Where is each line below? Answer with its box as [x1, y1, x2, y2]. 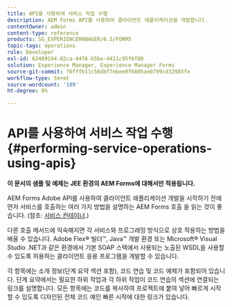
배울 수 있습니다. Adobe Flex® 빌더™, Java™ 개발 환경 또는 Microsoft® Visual [7, 235, 217, 243]
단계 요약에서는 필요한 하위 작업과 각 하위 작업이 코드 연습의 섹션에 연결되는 [16, 275, 220, 284]
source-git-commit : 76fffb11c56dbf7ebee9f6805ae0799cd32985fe [7, 68, 190, 75]
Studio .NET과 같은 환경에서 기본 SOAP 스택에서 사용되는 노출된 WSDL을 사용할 [7, 243, 225, 252]
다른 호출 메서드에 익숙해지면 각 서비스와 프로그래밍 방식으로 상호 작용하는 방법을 [7, 226, 226, 234]
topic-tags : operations [7, 42, 76, 49]
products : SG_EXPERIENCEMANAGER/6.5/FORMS [7, 36, 132, 43]
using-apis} [7, 155, 77, 171]
